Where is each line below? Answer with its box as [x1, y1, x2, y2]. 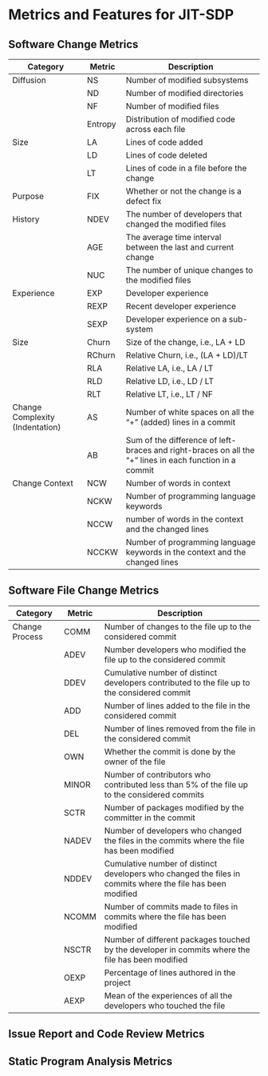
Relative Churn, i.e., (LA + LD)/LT [125, 350, 249, 361]
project [104, 977, 132, 988]
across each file [125, 124, 186, 134]
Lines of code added [125, 137, 203, 147]
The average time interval [125, 232, 222, 242]
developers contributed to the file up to [104, 677, 250, 688]
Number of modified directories [125, 88, 244, 98]
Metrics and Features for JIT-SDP [8, 6, 235, 24]
